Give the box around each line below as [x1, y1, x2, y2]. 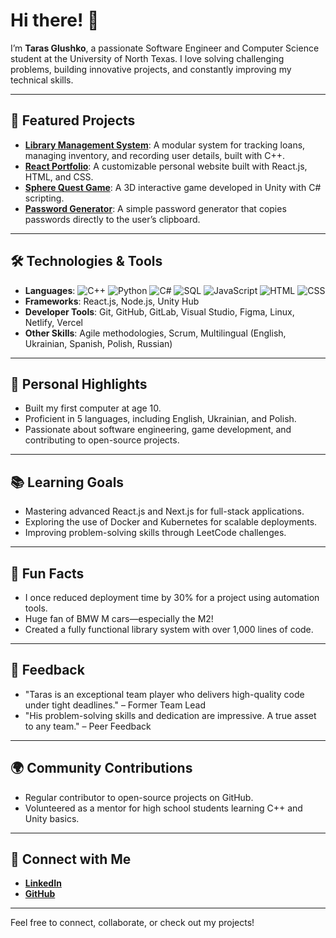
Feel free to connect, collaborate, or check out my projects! [10, 917, 255, 929]
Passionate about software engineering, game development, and [24, 424, 292, 436]
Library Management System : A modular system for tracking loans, [24, 139, 306, 151]
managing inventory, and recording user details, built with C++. [24, 149, 286, 161]
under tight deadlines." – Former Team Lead [24, 699, 207, 711]
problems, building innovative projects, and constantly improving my [10, 63, 292, 75]
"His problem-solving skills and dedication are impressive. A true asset [24, 709, 317, 721]
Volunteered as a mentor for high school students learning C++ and [24, 802, 303, 814]
